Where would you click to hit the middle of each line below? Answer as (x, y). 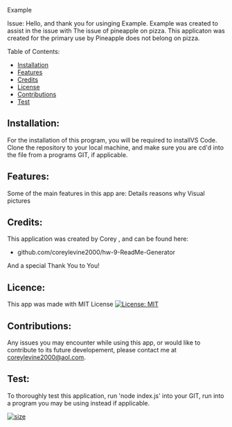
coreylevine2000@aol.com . (47, 357)
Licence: (26, 288)
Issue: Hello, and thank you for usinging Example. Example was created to (113, 23)
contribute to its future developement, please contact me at (92, 350)
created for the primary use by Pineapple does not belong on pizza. (104, 38)
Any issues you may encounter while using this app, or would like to (104, 343)
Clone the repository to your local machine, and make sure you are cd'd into (115, 147)
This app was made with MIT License (60, 305)
